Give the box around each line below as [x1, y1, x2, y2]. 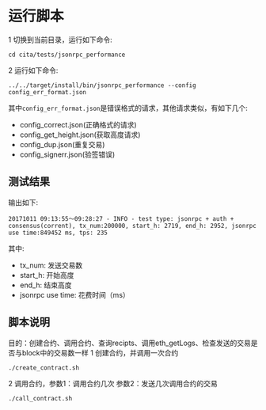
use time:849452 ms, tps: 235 [8, 229, 108, 237]
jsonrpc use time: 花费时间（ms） [19, 290, 131, 299]
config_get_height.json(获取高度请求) [19, 130, 141, 139]
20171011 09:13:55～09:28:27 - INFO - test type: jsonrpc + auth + [8, 214, 234, 222]
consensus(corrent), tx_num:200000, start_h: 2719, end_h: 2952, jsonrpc [8, 222, 257, 230]
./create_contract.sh [8, 363, 80, 372]
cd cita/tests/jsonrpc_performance [8, 51, 126, 59]
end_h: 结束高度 [19, 280, 72, 290]
